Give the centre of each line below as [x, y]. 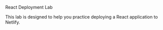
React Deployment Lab [29, 7]
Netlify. [13, 22]
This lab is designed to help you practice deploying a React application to [81, 17]
